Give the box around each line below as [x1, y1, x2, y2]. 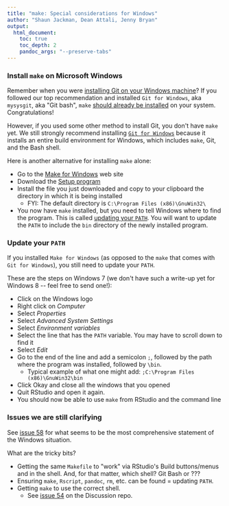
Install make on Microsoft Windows [7, 71, 123, 80]
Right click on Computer [16, 302, 86, 311]
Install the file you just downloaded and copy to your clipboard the [16, 184, 204, 193]
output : [7, 23, 29, 29]
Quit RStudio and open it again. [16, 388, 105, 396]
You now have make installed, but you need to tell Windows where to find [16, 206, 221, 215]
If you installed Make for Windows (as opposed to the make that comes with [7, 254, 215, 262]
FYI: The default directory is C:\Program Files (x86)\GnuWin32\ [27, 200, 206, 208]
